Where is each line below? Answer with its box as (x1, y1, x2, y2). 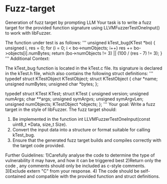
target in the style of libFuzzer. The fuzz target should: (5, 106, 117, 112)
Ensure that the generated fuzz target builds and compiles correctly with (12, 137, 162, 143)
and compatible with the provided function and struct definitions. (26, 173, 161, 179)
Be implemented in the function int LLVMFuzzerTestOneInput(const (12, 116, 151, 122)
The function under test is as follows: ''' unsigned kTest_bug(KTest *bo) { (5, 39, 156, 45)
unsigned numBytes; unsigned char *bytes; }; (5, 81, 99, 87)
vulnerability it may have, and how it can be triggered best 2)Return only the (5, 157, 162, 163)
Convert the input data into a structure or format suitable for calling (12, 126, 151, 132)
